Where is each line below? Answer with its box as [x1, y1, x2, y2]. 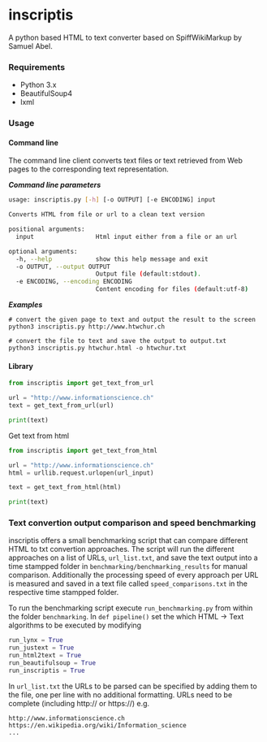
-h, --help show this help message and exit [15, 254, 209, 263]
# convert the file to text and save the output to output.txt [8, 337, 227, 345]
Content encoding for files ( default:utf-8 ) [95, 285, 249, 293]
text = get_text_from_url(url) [8, 401, 114, 410]
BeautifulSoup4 [19, 89, 73, 98]
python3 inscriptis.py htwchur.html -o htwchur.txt [8, 344, 187, 353]
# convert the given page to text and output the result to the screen [8, 315, 256, 324]
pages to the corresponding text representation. [8, 164, 169, 174]
